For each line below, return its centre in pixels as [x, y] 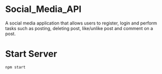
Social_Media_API [43, 9]
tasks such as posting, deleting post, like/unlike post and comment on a [79, 28]
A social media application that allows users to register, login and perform [81, 23]
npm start [16, 67]
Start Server [31, 54]
